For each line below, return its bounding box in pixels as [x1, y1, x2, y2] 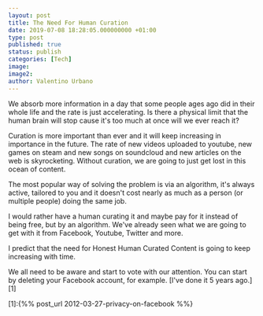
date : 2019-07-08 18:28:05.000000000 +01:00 [8, 26, 157, 34]
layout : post [8, 11, 51, 20]
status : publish [8, 48, 61, 56]
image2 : [8, 70, 34, 78]
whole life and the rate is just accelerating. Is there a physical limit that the [8, 107, 249, 116]
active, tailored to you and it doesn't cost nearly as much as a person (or [8, 188, 244, 197]
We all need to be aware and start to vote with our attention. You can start [8, 266, 248, 276]
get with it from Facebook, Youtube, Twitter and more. [8, 228, 183, 237]
